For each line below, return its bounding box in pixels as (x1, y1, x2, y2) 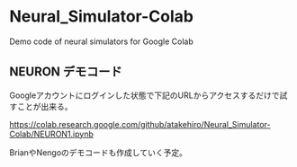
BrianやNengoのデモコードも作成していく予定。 (9, 146, 187, 158)
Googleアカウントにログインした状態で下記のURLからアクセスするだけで (9, 90, 281, 101)
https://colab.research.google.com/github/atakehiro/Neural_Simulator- (9, 119, 271, 129)
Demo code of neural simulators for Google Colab (9, 36, 193, 47)
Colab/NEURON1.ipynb (9, 128, 94, 139)
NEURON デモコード (9, 65, 123, 80)
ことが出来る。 (16, 101, 73, 111)
